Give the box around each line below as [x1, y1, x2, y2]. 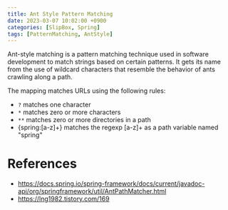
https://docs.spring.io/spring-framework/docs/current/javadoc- [17, 179, 205, 188]
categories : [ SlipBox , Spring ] [7, 24, 100, 31]
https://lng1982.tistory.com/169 [17, 194, 110, 204]
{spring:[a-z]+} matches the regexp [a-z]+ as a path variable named [17, 123, 219, 132]
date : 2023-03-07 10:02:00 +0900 [7, 17, 107, 24]
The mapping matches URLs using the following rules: [7, 86, 166, 95]
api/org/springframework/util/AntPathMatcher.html [17, 187, 167, 196]
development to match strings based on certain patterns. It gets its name [7, 58, 221, 66]
